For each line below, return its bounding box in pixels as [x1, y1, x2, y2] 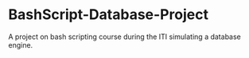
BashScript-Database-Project [8, 6, 209, 24]
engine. [8, 40, 33, 49]
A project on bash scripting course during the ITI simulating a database [8, 32, 241, 41]
